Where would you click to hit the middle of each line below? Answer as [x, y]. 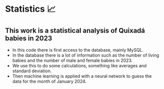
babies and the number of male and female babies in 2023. [72, 60]
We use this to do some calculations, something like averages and [79, 66]
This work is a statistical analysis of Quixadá [75, 30]
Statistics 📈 [30, 9]
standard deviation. [32, 71]
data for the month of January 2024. [49, 81]
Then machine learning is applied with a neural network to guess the [82, 76]
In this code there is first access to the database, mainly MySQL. [78, 50]
